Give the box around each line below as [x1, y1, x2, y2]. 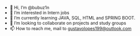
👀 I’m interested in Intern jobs [9, 10, 70, 16]
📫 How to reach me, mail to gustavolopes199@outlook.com [9, 26, 132, 31]
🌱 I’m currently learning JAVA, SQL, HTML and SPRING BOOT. [9, 15, 136, 20]
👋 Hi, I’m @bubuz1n [9, 5, 49, 10]
